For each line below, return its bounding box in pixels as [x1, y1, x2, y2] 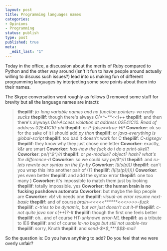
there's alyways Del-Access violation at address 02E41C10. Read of [17, 119, 157, 125]
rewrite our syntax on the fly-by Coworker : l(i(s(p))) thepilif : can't [26, 162, 161, 168]
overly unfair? [5, 240, 33, 246]
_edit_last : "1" [9, 49, 43, 54]
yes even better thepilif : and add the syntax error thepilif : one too [17, 172, 154, 178]
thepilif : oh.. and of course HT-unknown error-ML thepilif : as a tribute [17, 215, 162, 221]
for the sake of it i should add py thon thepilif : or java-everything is [17, 130, 156, 136]
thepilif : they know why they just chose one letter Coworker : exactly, [17, 140, 160, 146]
